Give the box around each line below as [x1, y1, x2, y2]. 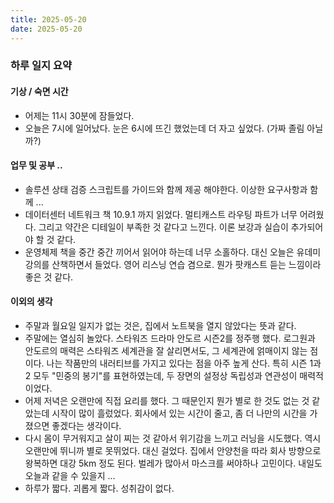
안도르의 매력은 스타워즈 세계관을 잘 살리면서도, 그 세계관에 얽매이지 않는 [24, 345, 308, 357]
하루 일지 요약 [10, 59, 73, 73]
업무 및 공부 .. [10, 159, 63, 171]
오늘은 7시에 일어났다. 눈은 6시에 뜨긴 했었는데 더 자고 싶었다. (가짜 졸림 [24, 122, 305, 134]
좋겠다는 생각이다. [51, 420, 122, 432]
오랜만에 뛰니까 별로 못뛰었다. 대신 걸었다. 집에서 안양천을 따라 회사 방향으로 [24, 445, 322, 457]
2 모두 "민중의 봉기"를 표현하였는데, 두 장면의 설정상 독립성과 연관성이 [24, 370, 298, 382]
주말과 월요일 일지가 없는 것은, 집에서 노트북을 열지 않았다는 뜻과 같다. [24, 320, 297, 332]
